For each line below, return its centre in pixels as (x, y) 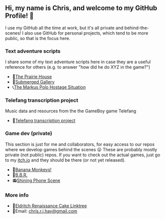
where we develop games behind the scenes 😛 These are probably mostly (81, 149)
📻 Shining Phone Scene (36, 180)
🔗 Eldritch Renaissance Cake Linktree (49, 206)
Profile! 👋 (19, 16)
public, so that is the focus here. (38, 38)
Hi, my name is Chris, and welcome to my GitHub (81, 8)
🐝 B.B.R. (20, 175)
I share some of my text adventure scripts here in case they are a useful (78, 62)
